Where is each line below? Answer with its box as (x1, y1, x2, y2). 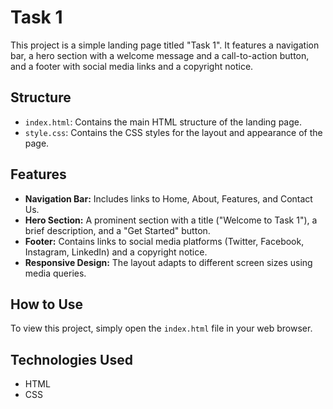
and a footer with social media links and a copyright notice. (10, 60, 254, 72)
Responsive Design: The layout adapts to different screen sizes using (24, 256, 313, 268)
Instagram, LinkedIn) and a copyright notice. (24, 246, 208, 258)
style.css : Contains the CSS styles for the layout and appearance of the (24, 126, 323, 138)
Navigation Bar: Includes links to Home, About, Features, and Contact (24, 192, 313, 205)
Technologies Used (10, 351, 133, 368)
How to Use (10, 296, 84, 313)
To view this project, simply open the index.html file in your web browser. (10, 322, 313, 335)
